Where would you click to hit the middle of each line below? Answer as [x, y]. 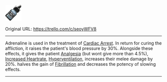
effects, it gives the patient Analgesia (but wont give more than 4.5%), [77, 54]
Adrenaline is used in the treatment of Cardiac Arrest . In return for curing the [83, 43]
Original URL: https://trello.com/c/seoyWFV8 [51, 29]
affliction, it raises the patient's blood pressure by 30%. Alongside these [79, 48]
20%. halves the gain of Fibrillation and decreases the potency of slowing [81, 64]
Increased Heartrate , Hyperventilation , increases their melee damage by [79, 59]
